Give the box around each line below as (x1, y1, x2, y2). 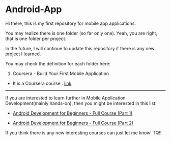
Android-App (5, 4, 62, 15)
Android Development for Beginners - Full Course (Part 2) (12, 120, 134, 126)
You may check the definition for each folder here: (5, 60, 111, 66)
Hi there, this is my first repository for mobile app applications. (5, 20, 136, 26)
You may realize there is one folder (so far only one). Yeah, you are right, (5, 30, 158, 36)
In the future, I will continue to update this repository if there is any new (5, 45, 155, 51)
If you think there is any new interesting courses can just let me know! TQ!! (5, 129, 162, 135)
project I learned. (5, 51, 41, 57)
